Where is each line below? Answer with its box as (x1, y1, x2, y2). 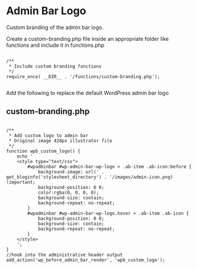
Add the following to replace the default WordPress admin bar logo (6, 89, 169, 96)
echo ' (17, 153, 33, 159)
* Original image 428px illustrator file (8, 137, 112, 143)
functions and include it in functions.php (6, 41, 105, 49)
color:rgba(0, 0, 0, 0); (37, 190, 99, 196)
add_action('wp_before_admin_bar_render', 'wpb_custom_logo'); (6, 257, 166, 263)
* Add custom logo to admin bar (8, 132, 89, 139)
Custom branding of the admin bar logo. (6, 24, 104, 31)
